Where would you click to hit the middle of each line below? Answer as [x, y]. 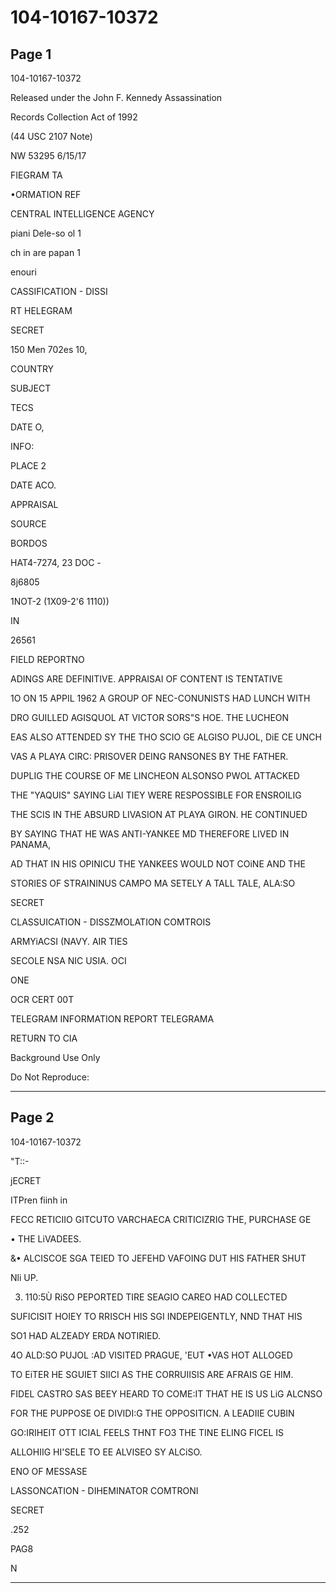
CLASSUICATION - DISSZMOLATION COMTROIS [111, 922]
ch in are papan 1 [45, 252]
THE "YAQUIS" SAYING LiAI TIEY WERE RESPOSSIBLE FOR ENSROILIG [156, 795]
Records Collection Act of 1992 [74, 117]
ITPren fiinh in [39, 1200]
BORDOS [29, 543]
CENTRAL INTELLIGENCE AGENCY [82, 214]
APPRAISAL [34, 504]
